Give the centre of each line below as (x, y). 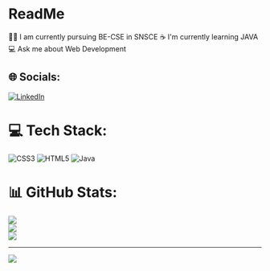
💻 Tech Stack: (58, 130)
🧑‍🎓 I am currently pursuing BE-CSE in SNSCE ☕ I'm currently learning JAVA (133, 36)
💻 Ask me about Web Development (67, 48)
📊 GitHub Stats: (63, 192)
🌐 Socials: (35, 77)
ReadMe (37, 14)
